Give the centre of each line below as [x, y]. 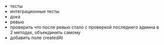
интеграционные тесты [34, 11]
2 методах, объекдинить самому [45, 32]
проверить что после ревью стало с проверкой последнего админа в [84, 27]
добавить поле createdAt [36, 38]
